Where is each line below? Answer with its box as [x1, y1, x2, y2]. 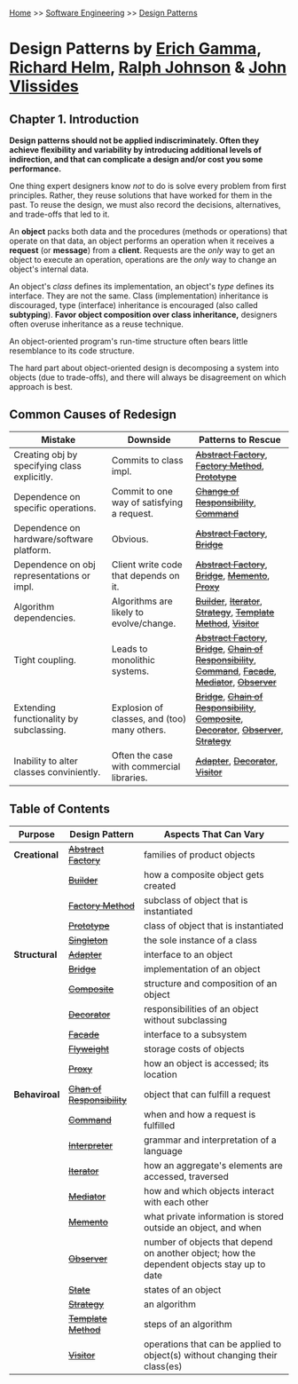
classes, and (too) [111, 712, 187, 724]
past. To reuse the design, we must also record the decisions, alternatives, [9, 200, 281, 210]
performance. [9, 163, 62, 174]
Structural [13, 948, 58, 961]
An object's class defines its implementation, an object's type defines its [9, 281, 275, 291]
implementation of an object [143, 962, 261, 975]
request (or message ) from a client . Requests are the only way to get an [9, 245, 275, 256]
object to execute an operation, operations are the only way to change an [9, 255, 277, 265]
